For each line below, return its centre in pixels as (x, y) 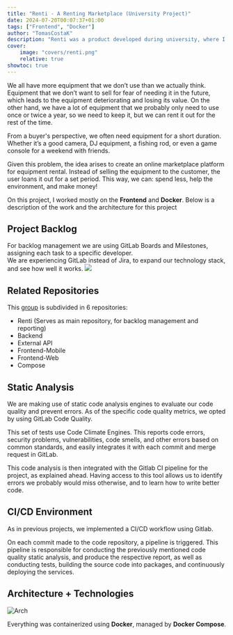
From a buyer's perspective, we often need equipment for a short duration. (114, 136)
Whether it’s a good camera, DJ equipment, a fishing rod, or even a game (112, 143)
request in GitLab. (33, 455)
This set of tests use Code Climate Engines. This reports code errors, (106, 432)
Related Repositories (53, 291)
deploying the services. (41, 572)
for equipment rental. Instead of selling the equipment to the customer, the (114, 171)
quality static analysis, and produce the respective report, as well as (105, 557)
